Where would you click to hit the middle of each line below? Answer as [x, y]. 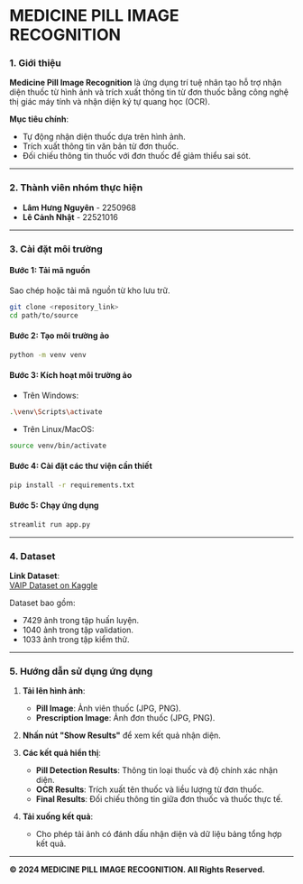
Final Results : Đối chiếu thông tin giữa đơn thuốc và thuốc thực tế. [159, 799]
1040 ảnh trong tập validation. [78, 630]
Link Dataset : [35, 576]
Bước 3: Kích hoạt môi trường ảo [71, 375]
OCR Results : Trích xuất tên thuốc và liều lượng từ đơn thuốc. [150, 789]
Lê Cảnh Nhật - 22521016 [70, 216]
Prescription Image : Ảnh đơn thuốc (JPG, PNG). [125, 718]
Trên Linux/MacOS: [58, 428]
